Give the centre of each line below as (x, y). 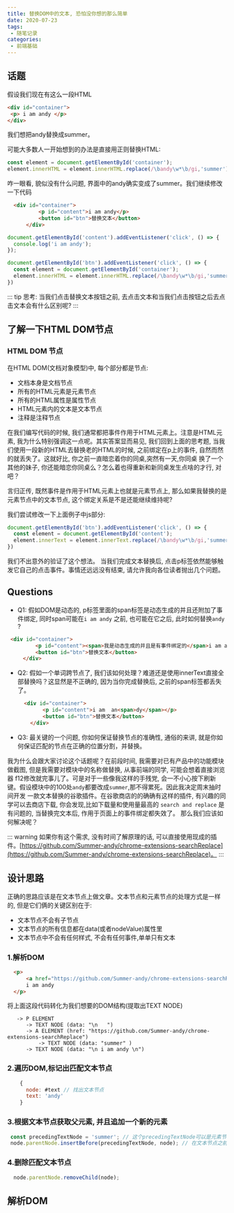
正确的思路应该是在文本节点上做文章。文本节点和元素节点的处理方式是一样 (114, 896)
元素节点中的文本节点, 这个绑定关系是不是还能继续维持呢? (90, 499)
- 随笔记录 (24, 33)
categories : (24, 40)
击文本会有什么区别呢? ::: (43, 305)
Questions (30, 592)
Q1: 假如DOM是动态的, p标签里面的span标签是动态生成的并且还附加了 (117, 610)
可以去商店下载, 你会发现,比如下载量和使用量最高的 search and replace (115, 804)
